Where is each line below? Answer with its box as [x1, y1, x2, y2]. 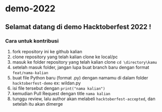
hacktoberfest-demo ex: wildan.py [12, 80, 81, 86]
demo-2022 [5, 3, 56, 14]
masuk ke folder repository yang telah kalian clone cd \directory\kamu [12, 59, 158, 65]
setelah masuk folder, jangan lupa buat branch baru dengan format [12, 64, 150, 70]
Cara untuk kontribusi [5, 37, 59, 44]
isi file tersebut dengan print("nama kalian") [12, 85, 105, 91]
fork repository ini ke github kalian [12, 48, 82, 54]
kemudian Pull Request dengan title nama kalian [12, 90, 111, 96]
